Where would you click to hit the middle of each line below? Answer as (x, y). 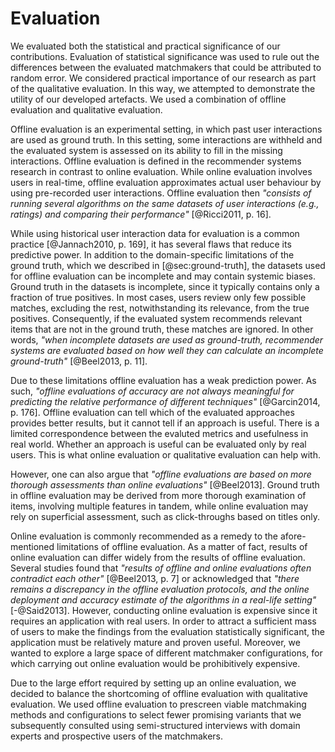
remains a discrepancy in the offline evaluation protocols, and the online (160, 589)
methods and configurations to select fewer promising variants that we (156, 714)
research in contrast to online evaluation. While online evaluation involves (161, 171)
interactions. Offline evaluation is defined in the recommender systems (156, 161)
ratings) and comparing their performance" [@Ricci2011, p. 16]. (141, 214)
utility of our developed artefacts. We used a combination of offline (148, 99)
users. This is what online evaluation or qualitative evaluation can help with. (166, 454)
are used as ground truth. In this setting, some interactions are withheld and (166, 139)
